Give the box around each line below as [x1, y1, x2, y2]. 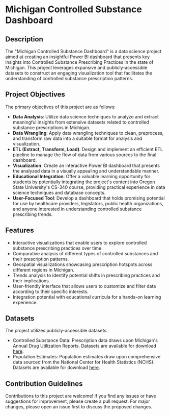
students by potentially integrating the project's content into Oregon [12, 179, 155, 185]
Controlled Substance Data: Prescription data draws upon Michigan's [12, 337, 158, 344]
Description [5, 35, 43, 43]
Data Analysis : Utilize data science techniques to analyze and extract [12, 113, 159, 119]
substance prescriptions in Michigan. [12, 124, 91, 131]
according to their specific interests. [12, 288, 89, 295]
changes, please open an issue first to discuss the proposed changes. [5, 404, 153, 410]
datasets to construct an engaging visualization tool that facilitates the [5, 70, 153, 76]
